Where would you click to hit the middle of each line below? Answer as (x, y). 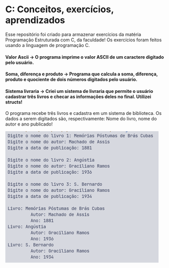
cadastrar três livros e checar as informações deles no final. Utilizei (78, 96)
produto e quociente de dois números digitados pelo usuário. (71, 80)
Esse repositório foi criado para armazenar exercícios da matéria (73, 34)
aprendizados (35, 20)
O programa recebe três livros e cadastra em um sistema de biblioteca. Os (83, 113)
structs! (14, 102)
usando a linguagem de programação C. (48, 45)
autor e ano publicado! (29, 124)
